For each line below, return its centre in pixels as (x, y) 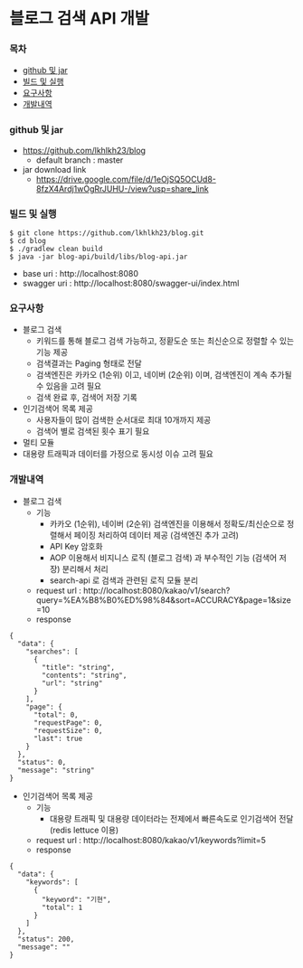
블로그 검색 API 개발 (80, 19)
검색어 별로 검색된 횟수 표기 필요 (93, 431)
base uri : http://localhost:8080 (80, 274)
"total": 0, (56, 715)
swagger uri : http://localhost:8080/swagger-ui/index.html (131, 283)
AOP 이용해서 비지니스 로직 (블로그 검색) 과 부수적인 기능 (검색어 (163, 558)
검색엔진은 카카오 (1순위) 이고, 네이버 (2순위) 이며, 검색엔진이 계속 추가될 (164, 375)
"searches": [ (52, 652)
